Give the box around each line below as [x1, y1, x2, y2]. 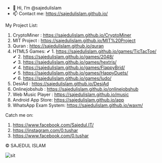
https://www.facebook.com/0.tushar [12, 133, 89, 139]
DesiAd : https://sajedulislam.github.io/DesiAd [12, 81, 109, 86]
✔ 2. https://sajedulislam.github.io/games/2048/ [12, 54, 114, 59]
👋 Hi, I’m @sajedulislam [12, 5, 62, 11]
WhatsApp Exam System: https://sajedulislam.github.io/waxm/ [12, 102, 143, 108]
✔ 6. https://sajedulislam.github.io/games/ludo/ [12, 75, 112, 81]
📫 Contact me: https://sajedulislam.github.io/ [12, 11, 108, 16]
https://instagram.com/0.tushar [12, 127, 78, 133]
